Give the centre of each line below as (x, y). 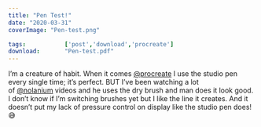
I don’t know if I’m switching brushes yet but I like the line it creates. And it (128, 99)
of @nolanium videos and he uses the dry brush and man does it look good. (131, 90)
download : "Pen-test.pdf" (61, 52)
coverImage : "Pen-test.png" (54, 30)
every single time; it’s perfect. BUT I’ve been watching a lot (103, 82)
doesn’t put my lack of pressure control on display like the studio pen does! (130, 107)
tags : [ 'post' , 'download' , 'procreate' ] (91, 44)
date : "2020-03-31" (40, 23)
